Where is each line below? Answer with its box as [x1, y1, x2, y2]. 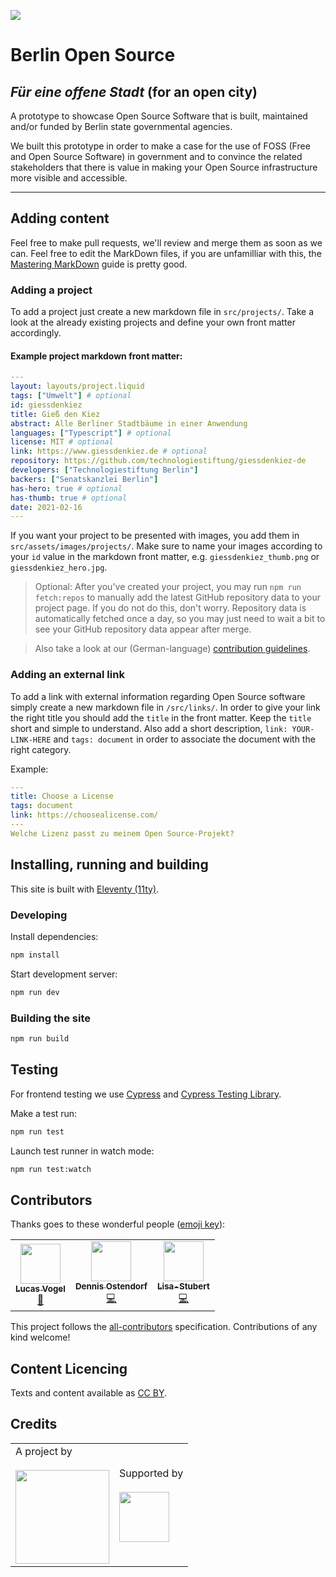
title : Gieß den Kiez [10, 409, 101, 419]
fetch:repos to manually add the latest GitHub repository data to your [34, 591, 321, 604]
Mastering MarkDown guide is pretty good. [10, 258, 188, 270]
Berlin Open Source [10, 44, 176, 67]
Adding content [10, 210, 110, 227]
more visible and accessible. [10, 172, 128, 184]
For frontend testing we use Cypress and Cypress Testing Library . [10, 1088, 282, 1100]
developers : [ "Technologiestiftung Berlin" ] [10, 465, 199, 475]
